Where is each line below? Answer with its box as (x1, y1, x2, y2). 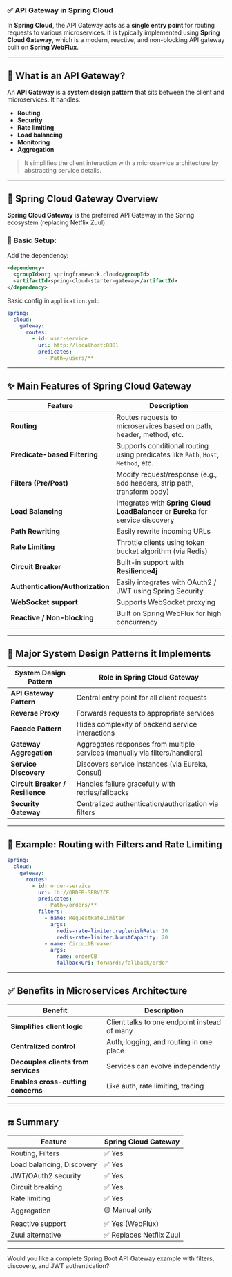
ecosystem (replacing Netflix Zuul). (7, 218, 107, 227)
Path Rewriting (10, 526, 61, 536)
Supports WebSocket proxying (116, 597, 216, 606)
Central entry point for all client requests (76, 693, 207, 702)
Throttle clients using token (116, 537, 205, 547)
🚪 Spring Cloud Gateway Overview (7, 193, 159, 204)
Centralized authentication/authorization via (76, 799, 219, 809)
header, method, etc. (116, 430, 184, 439)
